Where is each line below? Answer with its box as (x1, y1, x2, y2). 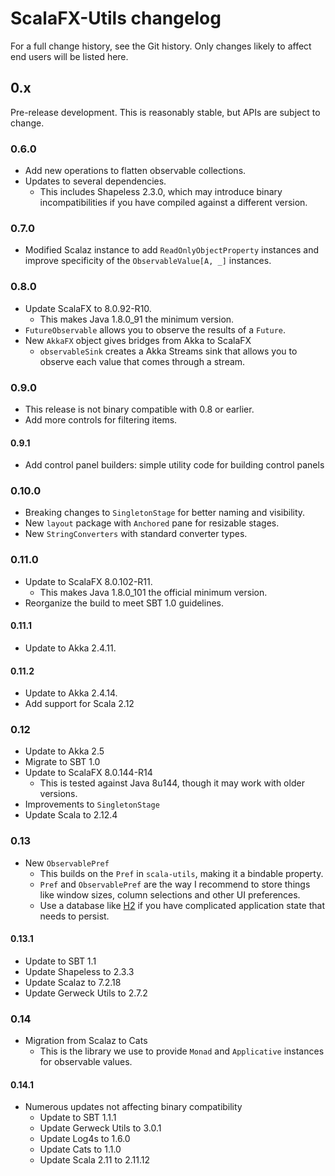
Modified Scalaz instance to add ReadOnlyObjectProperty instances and (24, 244, 320, 256)
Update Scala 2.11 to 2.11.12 (39, 1154, 150, 1166)
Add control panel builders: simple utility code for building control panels (24, 459, 325, 471)
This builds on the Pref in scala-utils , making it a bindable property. (39, 867, 324, 879)
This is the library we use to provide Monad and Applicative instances (39, 1045, 325, 1057)
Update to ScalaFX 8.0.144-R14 (24, 767, 153, 779)
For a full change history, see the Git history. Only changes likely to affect (10, 40, 312, 52)
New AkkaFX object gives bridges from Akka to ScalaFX (24, 334, 252, 346)
